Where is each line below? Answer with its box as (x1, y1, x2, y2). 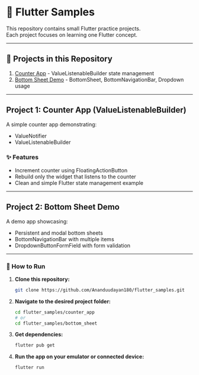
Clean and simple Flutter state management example (14, 179, 144, 186)
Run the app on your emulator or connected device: (14, 353, 145, 360)
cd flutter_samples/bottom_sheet (14, 320, 98, 326)
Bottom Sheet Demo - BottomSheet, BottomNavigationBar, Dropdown (14, 76, 184, 83)
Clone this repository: (14, 275, 70, 283)
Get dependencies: (14, 331, 63, 338)
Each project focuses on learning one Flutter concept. (6, 31, 138, 38)
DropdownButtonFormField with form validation (14, 242, 131, 249)
